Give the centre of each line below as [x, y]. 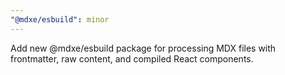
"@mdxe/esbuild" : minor [60, 19]
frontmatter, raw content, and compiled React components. [132, 58]
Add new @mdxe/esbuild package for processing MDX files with [143, 48]
